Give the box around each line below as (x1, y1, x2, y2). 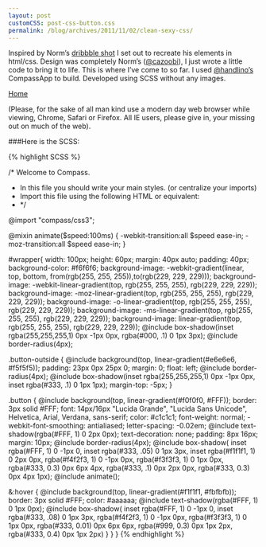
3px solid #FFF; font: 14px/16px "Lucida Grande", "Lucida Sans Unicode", (8, 404, 248, 414)
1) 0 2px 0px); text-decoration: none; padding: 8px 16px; (74, 429, 259, 439)
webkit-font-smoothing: (8, 421, 86, 431)
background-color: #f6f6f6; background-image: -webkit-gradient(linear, (8, 264, 245, 273)
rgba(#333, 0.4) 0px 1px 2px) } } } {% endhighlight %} (8, 529, 185, 539)
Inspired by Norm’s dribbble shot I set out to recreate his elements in (8, 49, 233, 58)
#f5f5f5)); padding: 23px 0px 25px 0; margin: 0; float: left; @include (8, 363, 231, 373)
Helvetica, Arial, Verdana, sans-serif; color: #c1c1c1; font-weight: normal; (8, 412, 246, 422)
